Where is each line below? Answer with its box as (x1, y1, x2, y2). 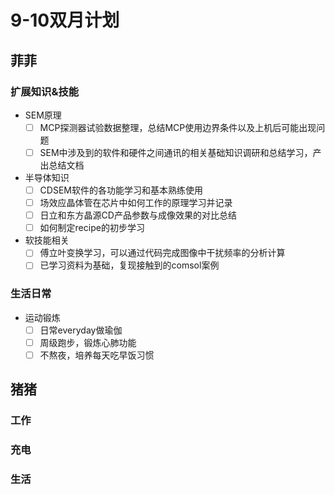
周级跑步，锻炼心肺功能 (39, 336, 137, 348)
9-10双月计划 (10, 9, 120, 32)
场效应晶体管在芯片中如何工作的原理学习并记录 (39, 197, 233, 209)
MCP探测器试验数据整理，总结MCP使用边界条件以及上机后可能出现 (39, 121, 317, 133)
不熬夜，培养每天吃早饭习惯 (39, 349, 155, 361)
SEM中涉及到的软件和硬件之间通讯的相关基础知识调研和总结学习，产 (39, 146, 322, 158)
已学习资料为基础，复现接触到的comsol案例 (39, 259, 220, 271)
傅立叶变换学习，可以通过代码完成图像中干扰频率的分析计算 (39, 247, 286, 259)
